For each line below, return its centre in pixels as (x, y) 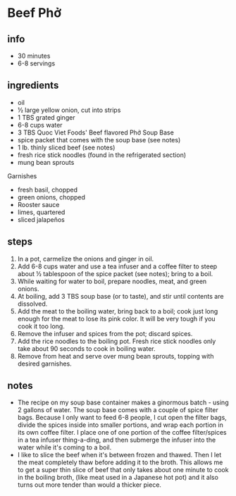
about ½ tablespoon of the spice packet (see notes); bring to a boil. (115, 273)
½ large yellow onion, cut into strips (69, 110)
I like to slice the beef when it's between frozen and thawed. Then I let (119, 455)
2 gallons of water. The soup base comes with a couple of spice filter (118, 410)
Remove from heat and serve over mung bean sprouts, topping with (116, 356)
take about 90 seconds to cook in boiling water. (87, 348)
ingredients (33, 86)
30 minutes (34, 56)
